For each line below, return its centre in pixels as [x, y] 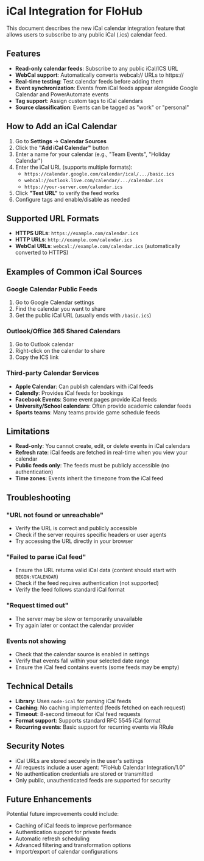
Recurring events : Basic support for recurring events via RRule [94, 727]
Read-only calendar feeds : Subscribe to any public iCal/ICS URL [97, 68]
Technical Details [40, 686]
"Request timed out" [37, 606]
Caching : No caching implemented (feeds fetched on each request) [100, 707]
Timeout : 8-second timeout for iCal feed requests [78, 714]
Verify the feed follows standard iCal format [70, 590]
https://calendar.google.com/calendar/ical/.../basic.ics [99, 174]
